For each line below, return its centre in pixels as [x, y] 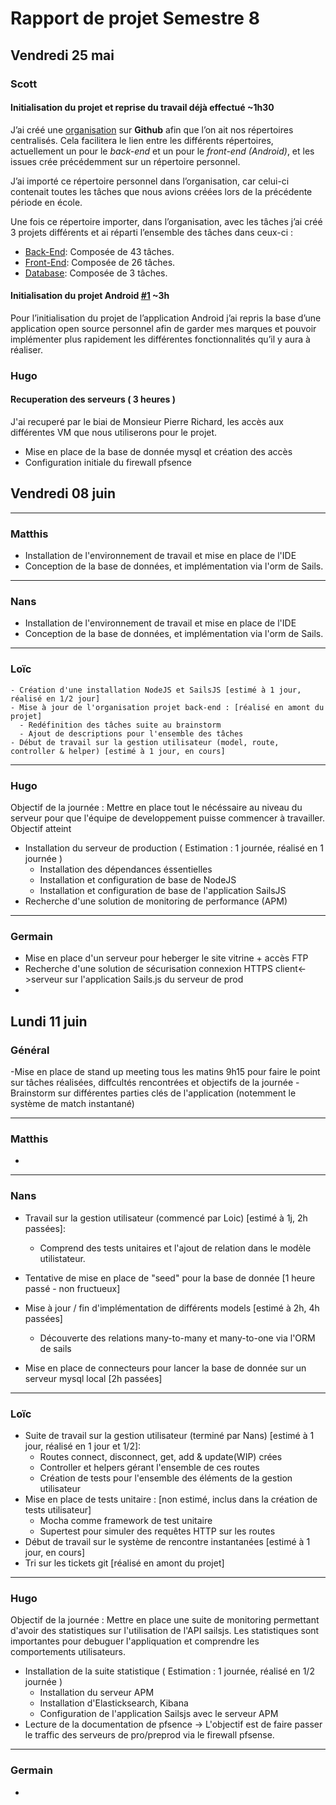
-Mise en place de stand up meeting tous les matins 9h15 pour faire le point [165, 1072]
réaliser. [26, 349]
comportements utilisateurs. [68, 1652]
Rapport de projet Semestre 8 [135, 18]
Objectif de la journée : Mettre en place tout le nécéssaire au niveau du [156, 808]
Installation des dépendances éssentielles [126, 869]
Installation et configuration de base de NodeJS [138, 880]
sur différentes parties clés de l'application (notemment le [177, 1093]
